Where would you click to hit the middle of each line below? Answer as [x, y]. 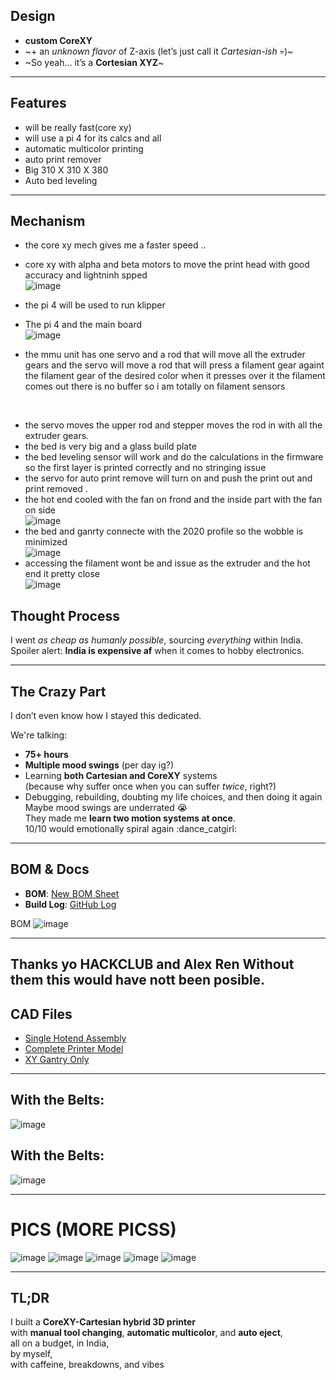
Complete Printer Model [74, 1049]
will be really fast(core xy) [78, 127]
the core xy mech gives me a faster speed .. [115, 245]
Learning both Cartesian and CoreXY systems [121, 776]
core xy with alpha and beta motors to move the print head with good [167, 265]
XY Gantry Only [57, 1060]
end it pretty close [62, 574]
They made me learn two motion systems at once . [130, 818]
